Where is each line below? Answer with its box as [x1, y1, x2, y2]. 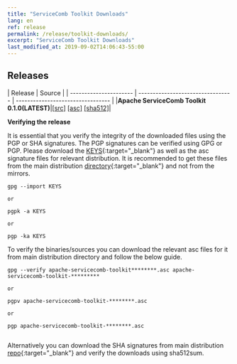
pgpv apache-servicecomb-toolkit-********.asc [7, 297, 148, 304]
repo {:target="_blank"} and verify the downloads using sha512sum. [7, 348, 204, 357]
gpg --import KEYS [7, 183, 62, 190]
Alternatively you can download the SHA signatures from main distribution [7, 341, 224, 349]
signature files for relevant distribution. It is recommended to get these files [7, 154, 228, 162]
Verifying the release [7, 117, 71, 126]
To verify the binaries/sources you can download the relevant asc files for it [7, 245, 228, 253]
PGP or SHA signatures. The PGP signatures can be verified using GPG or [7, 139, 223, 147]
